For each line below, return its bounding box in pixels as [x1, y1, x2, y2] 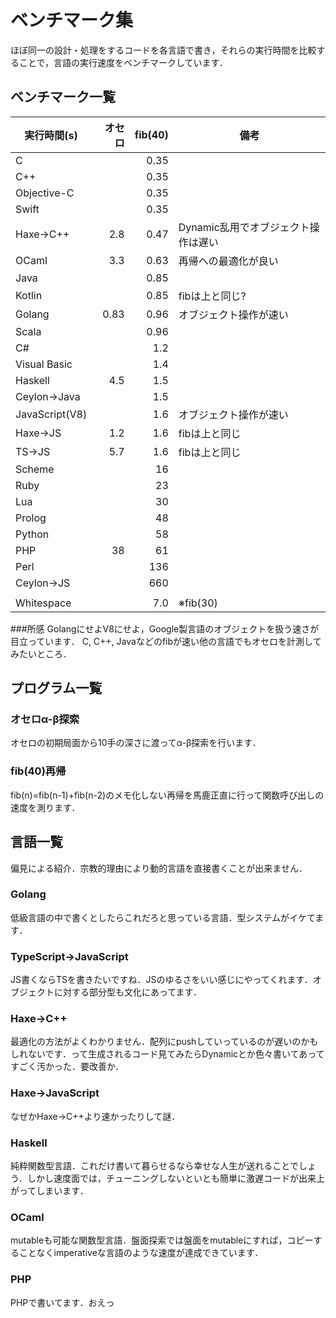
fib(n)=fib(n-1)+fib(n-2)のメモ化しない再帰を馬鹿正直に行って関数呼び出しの [10, 789, 325, 801]
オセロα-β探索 [10, 712, 80, 726]
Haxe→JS [15, 426, 62, 440]
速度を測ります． [10, 801, 81, 813]
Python [15, 527, 50, 541]
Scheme [15, 462, 55, 476]
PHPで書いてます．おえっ [10, 1296, 115, 1308]
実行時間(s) [24, 128, 78, 142]
